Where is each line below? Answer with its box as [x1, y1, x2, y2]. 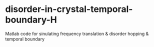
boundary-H [5, 14, 57, 25]
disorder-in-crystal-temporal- [5, 3, 133, 15]
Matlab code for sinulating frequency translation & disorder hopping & [5, 30, 149, 36]
